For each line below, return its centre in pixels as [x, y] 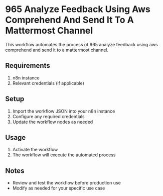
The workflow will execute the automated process [64, 155]
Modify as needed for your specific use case [59, 188]
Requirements [28, 66]
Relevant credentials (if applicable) [48, 83]
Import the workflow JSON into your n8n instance [64, 111]
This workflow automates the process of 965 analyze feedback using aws [81, 44]
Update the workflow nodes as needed [53, 122]
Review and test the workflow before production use [67, 183]
